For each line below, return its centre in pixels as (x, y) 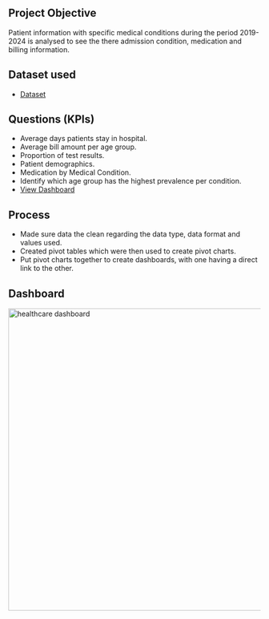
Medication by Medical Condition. (75, 172)
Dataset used (42, 75)
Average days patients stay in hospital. (84, 139)
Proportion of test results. (62, 156)
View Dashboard (47, 190)
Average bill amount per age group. (78, 147)
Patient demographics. (57, 164)
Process (29, 214)
